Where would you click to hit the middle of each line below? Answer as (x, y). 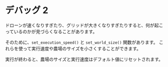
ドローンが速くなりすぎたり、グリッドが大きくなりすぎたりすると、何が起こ (84, 25)
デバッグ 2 (27, 10)
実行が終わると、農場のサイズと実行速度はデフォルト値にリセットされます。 (84, 59)
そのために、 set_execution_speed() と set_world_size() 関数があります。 (81, 42)
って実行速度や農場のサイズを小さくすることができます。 (82, 48)
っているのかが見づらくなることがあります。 (51, 31)
